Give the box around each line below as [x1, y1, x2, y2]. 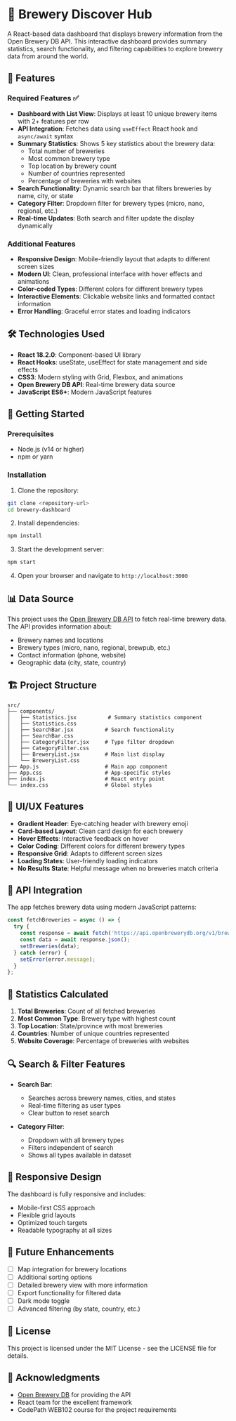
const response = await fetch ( [20, 930, 112, 937]
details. [7, 1351, 29, 1360]
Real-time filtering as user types [27, 1101, 122, 1109]
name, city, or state [17, 191, 74, 199]
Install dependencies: [17, 519, 80, 528]
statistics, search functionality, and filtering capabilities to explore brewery [7, 44, 223, 53]
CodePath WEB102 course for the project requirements [17, 1405, 177, 1414]
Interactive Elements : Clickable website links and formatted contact [17, 292, 216, 301]
